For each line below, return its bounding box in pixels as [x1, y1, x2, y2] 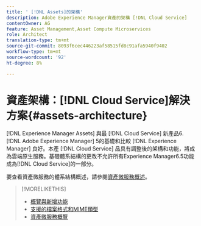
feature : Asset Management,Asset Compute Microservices [6, 26, 151, 32]
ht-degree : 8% [6, 60, 43, 66]
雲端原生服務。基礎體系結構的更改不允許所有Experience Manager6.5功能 [11, 153, 195, 160]
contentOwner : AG [6, 20, 51, 26]
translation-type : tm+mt [6, 37, 69, 43]
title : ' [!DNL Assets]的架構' [6, 9, 83, 15]
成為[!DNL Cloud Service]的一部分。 [6, 160, 97, 168]
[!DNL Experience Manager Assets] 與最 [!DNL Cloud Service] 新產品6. [6, 130, 184, 137]
